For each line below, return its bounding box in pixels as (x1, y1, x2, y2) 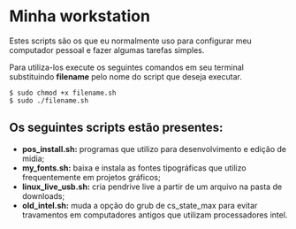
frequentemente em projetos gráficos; (21, 172, 161, 182)
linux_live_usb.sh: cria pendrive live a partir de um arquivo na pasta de (21, 181, 283, 192)
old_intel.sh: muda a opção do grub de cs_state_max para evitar (21, 200, 258, 210)
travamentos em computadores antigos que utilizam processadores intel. (21, 210, 288, 220)
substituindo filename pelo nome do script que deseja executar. (9, 71, 243, 81)
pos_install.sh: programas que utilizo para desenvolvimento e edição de (21, 143, 287, 154)
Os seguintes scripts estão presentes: (9, 120, 224, 135)
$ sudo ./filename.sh (9, 95, 89, 105)
